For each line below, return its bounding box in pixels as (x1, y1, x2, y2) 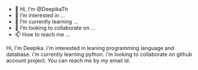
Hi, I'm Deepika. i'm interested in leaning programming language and (6, 45, 174, 51)
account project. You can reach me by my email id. (6, 57, 131, 64)
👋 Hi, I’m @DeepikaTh (14, 6, 68, 12)
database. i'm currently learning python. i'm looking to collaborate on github (6, 51, 192, 58)
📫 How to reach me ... (14, 31, 70, 38)
